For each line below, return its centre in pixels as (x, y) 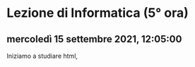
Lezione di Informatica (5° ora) (97, 13)
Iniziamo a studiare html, (42, 56)
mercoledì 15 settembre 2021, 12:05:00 (94, 39)
